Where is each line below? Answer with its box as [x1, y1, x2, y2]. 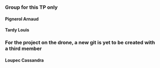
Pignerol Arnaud [5, 16, 39, 22]
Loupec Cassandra [5, 57, 44, 63]
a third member [5, 45, 42, 52]
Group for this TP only [5, 4, 58, 11]
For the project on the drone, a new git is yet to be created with [5, 39, 155, 46]
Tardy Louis [5, 27, 30, 33]
